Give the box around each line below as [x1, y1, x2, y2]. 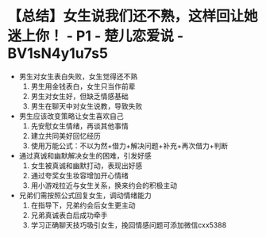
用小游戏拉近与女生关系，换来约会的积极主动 [30, 180, 178, 190]
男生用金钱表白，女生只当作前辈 [30, 81, 136, 91]
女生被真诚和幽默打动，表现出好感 [30, 160, 143, 170]
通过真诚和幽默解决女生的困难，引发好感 [18, 151, 152, 160]
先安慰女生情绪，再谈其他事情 [30, 120, 129, 131]
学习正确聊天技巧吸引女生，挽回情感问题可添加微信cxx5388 [30, 220, 227, 230]
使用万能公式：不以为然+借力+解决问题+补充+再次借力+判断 [30, 140, 228, 151]
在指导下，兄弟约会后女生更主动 [30, 200, 136, 210]
